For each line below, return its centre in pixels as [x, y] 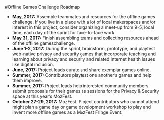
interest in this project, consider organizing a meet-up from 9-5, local [83, 27]
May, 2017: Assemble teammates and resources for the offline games [84, 17]
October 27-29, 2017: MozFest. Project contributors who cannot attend [85, 101]
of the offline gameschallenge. [44, 43]
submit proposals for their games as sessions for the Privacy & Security [85, 91]
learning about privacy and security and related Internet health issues [83, 59]
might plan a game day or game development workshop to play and [81, 107]
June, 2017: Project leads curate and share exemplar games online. [81, 70]
